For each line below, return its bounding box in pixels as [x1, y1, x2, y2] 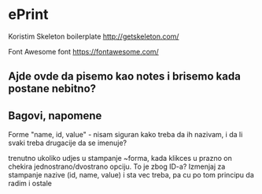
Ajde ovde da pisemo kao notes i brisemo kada [8, 69, 242, 84]
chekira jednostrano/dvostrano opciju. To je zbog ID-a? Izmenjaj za [8, 162, 226, 171]
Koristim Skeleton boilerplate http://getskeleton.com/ [8, 32, 179, 41]
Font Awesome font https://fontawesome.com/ [8, 47, 159, 56]
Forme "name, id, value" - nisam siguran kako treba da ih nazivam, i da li [8, 130, 243, 140]
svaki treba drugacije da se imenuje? [8, 138, 127, 147]
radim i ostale [8, 179, 53, 188]
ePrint [8, 6, 49, 24]
